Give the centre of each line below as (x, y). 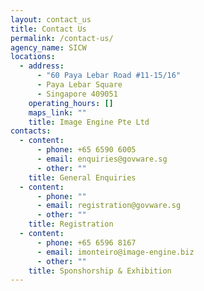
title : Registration (71, 224)
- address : (42, 66)
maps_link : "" (57, 112)
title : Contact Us (48, 29)
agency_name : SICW (48, 47)
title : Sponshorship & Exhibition (100, 271)
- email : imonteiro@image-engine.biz (115, 252)
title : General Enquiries (82, 177)
